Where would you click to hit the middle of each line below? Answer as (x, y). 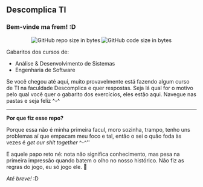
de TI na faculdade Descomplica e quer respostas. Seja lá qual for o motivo (100, 88)
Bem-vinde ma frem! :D (41, 27)
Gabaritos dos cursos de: (38, 52)
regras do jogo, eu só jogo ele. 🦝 (47, 167)
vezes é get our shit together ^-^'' (48, 142)
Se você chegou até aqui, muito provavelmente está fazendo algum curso (98, 81)
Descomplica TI (36, 10)
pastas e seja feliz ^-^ (33, 100)
